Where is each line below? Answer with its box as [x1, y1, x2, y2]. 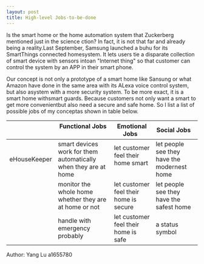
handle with [57, 216, 91, 225]
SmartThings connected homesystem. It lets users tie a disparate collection [6, 50, 195, 58]
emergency [57, 224, 90, 232]
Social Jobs [156, 126, 191, 134]
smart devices [57, 140, 98, 148]
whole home [57, 188, 93, 196]
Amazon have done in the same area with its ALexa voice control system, [6, 81, 189, 89]
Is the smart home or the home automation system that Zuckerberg [6, 31, 174, 38]
